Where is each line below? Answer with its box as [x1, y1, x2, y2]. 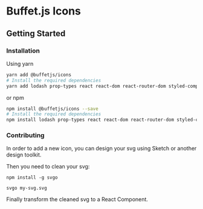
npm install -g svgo [6, 175, 59, 181]
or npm [6, 94, 24, 101]
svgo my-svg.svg [6, 185, 47, 191]
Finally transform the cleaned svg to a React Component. [6, 196, 148, 203]
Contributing [6, 131, 45, 140]
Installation [6, 47, 40, 55]
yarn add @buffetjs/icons [6, 71, 71, 78]
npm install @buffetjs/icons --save [6, 106, 98, 112]
